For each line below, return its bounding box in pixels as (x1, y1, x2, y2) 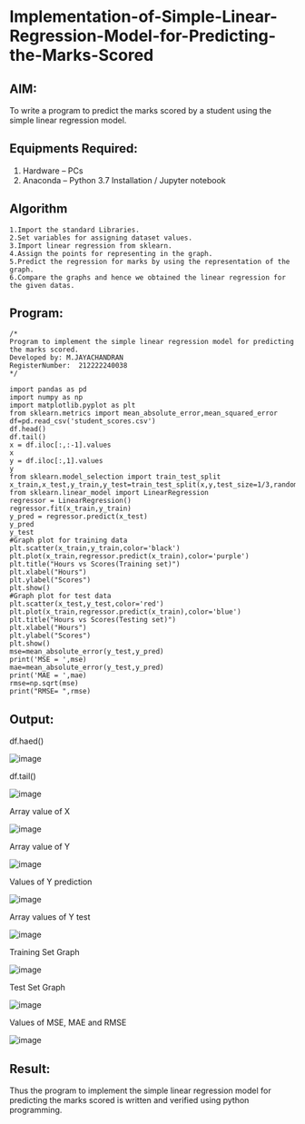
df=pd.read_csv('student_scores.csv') (9, 417, 156, 426)
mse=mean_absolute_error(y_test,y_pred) (9, 647, 165, 656)
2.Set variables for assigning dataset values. (9, 233, 193, 242)
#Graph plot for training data (9, 536, 128, 546)
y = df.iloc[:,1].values (9, 457, 103, 466)
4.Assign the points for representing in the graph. (9, 249, 213, 258)
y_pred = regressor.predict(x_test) (9, 512, 148, 521)
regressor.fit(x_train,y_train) (9, 504, 132, 514)
